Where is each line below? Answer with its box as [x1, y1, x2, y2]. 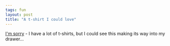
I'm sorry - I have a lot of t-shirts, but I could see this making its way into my [5, 31, 165, 37]
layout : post [5, 12, 33, 17]
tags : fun [5, 7, 27, 13]
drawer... [5, 36, 24, 42]
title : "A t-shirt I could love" [5, 17, 77, 22]
